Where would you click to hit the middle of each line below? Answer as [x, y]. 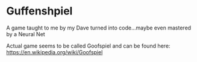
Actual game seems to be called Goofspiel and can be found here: [88, 46]
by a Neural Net [26, 34]
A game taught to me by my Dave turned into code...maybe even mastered [99, 28]
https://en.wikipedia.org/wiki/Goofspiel [55, 52]
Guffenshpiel [39, 11]
